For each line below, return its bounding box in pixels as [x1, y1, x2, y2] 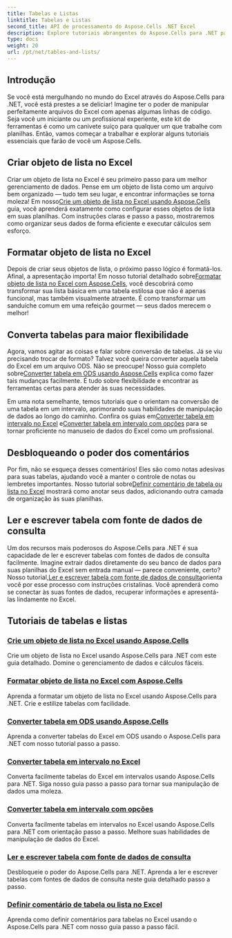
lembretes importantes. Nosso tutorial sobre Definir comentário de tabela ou [7, 480, 222, 488]
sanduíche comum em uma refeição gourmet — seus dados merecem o [7, 301, 211, 310]
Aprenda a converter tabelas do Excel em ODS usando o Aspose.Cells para [7, 732, 221, 740]
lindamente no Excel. [17, 595, 77, 603]
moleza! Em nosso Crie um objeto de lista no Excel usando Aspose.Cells [7, 197, 211, 205]
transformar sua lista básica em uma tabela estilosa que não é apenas [7, 287, 206, 295]
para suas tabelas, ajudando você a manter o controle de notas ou [7, 472, 195, 480]
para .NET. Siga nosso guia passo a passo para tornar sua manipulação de [7, 780, 220, 788]
